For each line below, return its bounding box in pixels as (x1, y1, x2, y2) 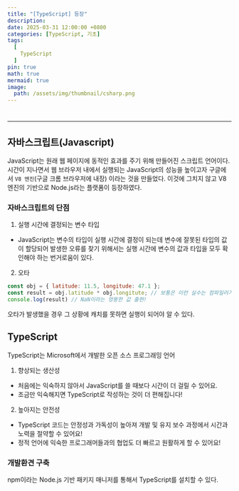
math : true (7, 70, 40, 77)
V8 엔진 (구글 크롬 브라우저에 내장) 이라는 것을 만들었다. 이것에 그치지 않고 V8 (14, 174, 227, 183)
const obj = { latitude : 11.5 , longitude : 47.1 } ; (7, 283, 161, 290)
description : (7, 17, 46, 24)
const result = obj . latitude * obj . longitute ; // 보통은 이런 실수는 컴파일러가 (7, 290, 233, 297)
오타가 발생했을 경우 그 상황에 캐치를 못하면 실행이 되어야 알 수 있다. (7, 310, 195, 318)
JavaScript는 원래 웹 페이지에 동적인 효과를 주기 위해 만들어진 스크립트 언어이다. (7, 156, 230, 165)
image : (7, 83, 27, 91)
